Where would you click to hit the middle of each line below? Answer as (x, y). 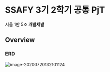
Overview (20, 40)
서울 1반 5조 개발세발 (25, 24)
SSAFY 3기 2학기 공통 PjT (55, 10)
